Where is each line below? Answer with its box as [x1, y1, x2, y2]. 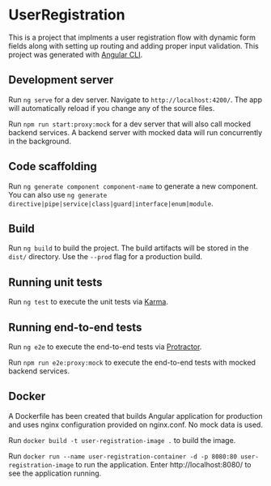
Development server [8, 73, 114, 87]
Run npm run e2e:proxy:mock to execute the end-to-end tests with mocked [8, 358, 256, 367]
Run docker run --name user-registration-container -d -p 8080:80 [8, 451, 237, 461]
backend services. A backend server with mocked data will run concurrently [8, 127, 263, 137]
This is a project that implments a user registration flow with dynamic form [8, 32, 256, 42]
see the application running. [8, 468, 102, 478]
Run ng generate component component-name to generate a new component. [8, 181, 259, 191]
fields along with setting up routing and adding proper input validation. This [8, 40, 259, 50]
